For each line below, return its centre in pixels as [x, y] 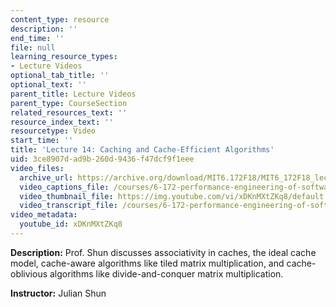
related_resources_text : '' [69, 112]
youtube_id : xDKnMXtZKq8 [71, 224]
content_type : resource [60, 19]
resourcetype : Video [53, 131]
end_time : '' [37, 38]
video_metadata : [44, 215]
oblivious [29, 273]
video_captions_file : [64, 187]
